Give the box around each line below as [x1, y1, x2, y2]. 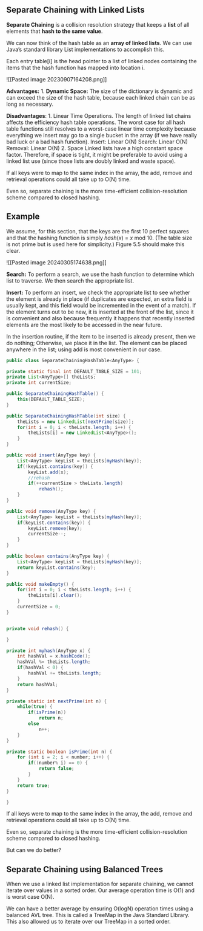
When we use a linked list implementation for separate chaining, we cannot [6, 881, 194, 888]
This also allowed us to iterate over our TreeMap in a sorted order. [6, 918, 171, 926]
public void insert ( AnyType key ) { [6, 452, 96, 458]
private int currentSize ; [6, 380, 72, 386]
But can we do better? [6, 847, 62, 854]
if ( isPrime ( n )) [28, 709, 67, 716]
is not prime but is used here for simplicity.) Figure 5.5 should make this [6, 240, 185, 248]
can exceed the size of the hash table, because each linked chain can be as [6, 94, 196, 101]
